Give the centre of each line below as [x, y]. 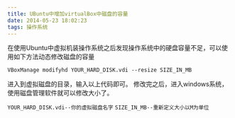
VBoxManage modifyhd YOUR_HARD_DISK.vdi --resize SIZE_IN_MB [100, 70]
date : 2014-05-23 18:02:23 [47, 20]
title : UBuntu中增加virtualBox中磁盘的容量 [68, 14]
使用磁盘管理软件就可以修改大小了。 [60, 93]
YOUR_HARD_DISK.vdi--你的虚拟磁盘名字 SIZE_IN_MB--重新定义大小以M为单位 [108, 108]
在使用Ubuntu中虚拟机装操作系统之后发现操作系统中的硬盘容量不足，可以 [115, 48]
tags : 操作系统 [28, 27]
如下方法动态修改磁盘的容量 [54, 57]
